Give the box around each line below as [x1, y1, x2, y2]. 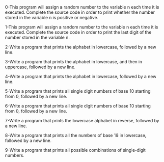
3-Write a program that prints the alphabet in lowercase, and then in [5, 59, 142, 64]
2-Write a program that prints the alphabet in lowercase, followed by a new [5, 44, 157, 50]
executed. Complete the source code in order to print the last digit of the [5, 29, 152, 35]
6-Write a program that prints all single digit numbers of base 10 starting [5, 103, 151, 108]
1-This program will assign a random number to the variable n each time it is [5, 24, 159, 30]
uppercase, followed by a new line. [5, 64, 76, 70]
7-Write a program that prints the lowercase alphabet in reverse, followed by [5, 118, 160, 123]
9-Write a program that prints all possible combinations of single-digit [5, 147, 146, 153]
